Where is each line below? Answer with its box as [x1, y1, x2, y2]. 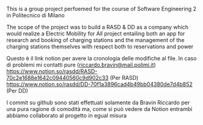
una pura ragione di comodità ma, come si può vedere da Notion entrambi [6, 105, 193, 112]
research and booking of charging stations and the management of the [6, 37, 185, 43]
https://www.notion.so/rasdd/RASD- [6, 68, 98, 75]
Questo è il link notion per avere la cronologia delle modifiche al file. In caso [6, 55, 197, 62]
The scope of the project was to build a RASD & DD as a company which [6, 24, 189, 30]
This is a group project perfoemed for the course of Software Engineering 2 [6, 5, 197, 12]
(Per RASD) [109, 74, 139, 81]
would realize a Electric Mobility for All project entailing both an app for [6, 30, 185, 37]
